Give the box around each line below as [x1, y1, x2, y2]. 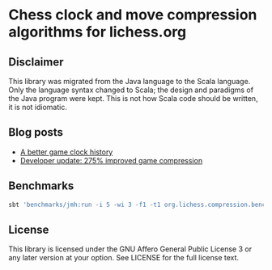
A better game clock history [19, 147, 113, 157]
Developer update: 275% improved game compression [19, 155, 203, 165]
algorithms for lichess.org [8, 23, 187, 41]
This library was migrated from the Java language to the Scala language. [8, 77, 251, 86]
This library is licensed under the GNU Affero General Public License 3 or [8, 244, 253, 254]
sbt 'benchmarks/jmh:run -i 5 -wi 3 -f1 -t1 [8, 200, 161, 209]
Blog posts [8, 125, 63, 139]
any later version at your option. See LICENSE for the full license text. [8, 253, 240, 263]
